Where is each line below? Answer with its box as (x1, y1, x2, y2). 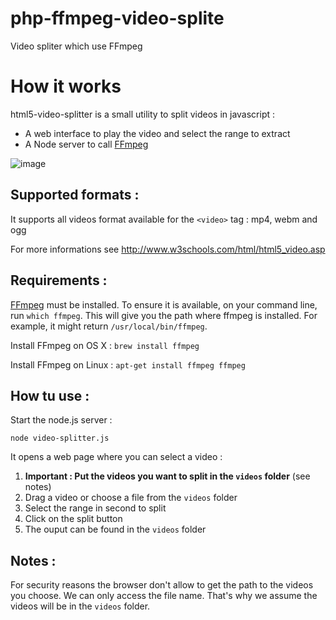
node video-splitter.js (10, 433, 110, 444)
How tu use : (10, 387, 90, 404)
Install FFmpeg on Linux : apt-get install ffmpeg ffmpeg (10, 358, 246, 371)
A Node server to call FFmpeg (24, 138, 149, 150)
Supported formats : (10, 187, 140, 204)
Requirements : (10, 272, 108, 289)
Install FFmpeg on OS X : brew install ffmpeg (10, 339, 200, 351)
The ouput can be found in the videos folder (24, 523, 207, 536)
